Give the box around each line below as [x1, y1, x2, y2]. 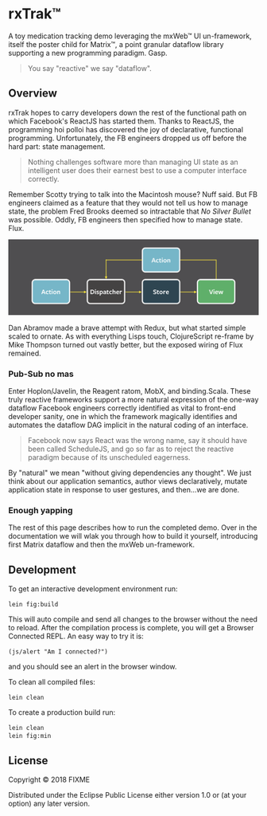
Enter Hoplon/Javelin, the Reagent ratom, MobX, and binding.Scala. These [8, 386, 251, 396]
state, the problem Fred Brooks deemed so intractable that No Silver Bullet [8, 206, 252, 216]
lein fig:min [8, 732, 52, 740]
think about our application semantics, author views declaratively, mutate [8, 477, 248, 486]
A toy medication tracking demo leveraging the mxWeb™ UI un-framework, [8, 31, 252, 41]
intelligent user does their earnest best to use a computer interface [27, 165, 247, 175]
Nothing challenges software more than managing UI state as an [27, 157, 238, 167]
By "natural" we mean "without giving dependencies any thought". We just [8, 468, 252, 478]
